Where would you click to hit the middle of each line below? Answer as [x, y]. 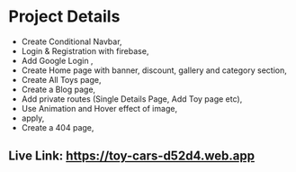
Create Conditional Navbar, [72, 41]
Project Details [64, 17]
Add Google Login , [57, 60]
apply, [33, 118]
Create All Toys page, [61, 79]
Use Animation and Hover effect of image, [99, 108]
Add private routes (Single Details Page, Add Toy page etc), [132, 99]
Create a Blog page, [58, 89]
